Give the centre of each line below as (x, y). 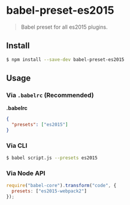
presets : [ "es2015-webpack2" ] (49, 191)
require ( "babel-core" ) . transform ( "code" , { (61, 186)
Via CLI (17, 145)
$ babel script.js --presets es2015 (52, 158)
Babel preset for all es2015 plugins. (64, 27)
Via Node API (26, 173)
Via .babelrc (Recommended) (50, 95)
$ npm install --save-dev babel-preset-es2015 (65, 59)
